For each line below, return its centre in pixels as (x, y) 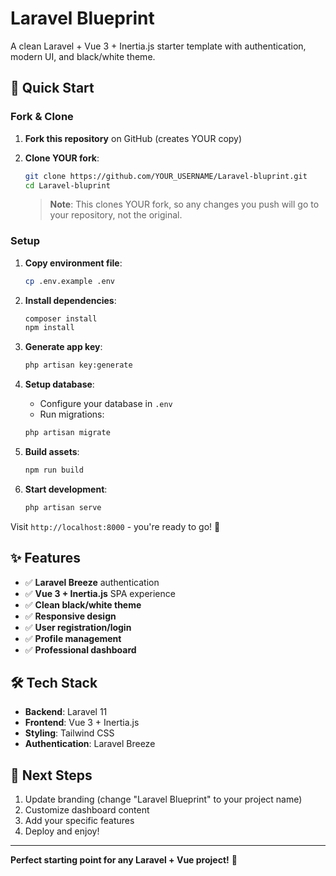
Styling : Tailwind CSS (69, 733)
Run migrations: (72, 414)
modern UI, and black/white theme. (83, 56)
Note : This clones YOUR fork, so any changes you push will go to (184, 204)
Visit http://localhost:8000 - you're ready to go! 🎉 (115, 526)
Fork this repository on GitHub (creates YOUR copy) (133, 138)
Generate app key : (63, 347)
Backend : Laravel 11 (66, 712)
